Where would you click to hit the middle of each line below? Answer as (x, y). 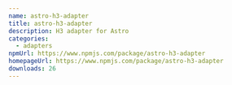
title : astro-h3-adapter (50, 23)
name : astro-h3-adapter (49, 16)
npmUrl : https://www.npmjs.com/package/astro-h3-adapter (107, 53)
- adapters (34, 46)
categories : (28, 38)
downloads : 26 (33, 69)
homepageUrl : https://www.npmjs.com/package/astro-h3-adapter (116, 62)
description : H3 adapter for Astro (69, 31)
